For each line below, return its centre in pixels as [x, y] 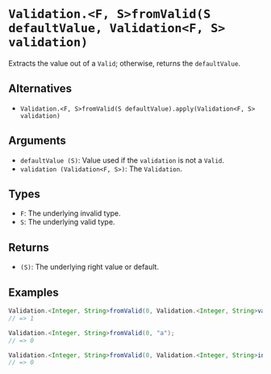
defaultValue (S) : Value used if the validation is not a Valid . [122, 160]
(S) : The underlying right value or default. [90, 267]
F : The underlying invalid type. [70, 213]
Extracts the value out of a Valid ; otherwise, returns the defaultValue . [124, 63]
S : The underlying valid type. [67, 222]
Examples [33, 292]
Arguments [38, 141]
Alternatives [40, 88]
